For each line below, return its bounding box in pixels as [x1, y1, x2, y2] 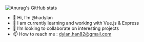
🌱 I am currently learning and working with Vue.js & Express [12, 20, 139, 26]
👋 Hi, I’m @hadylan [12, 15, 53, 20]
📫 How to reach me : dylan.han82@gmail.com [12, 31, 112, 37]
